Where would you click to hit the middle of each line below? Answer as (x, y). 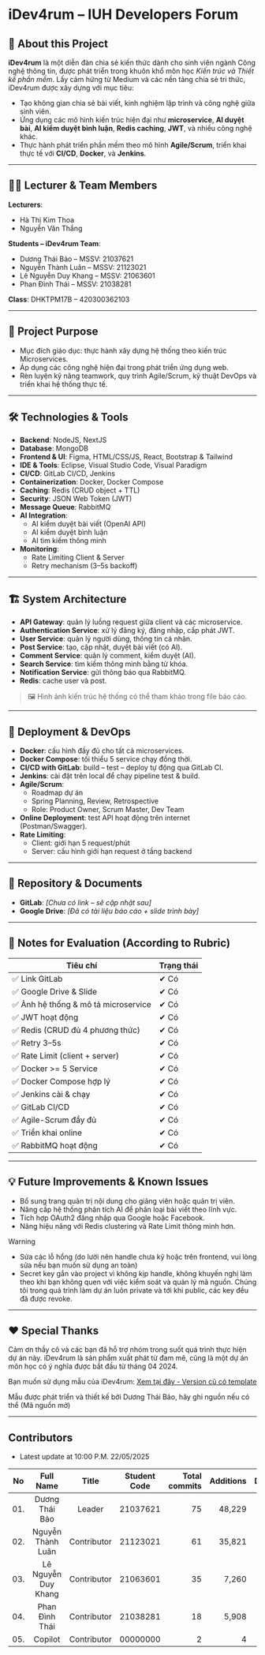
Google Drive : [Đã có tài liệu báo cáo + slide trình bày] (109, 911)
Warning (22, 1241)
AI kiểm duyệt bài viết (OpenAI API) (88, 524)
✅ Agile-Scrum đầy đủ (54, 1120)
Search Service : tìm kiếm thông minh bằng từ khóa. (104, 664)
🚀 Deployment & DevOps (70, 732)
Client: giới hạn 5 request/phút (80, 843)
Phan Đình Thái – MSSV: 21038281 (75, 284)
